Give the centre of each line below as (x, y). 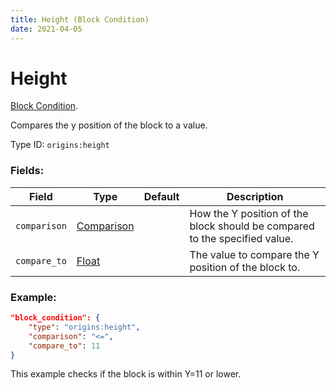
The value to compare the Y (254, 254)
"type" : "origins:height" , (84, 327)
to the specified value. (241, 238)
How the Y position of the (249, 213)
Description (255, 196)
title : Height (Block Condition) (80, 19)
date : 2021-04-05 (46, 29)
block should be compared (252, 226)
